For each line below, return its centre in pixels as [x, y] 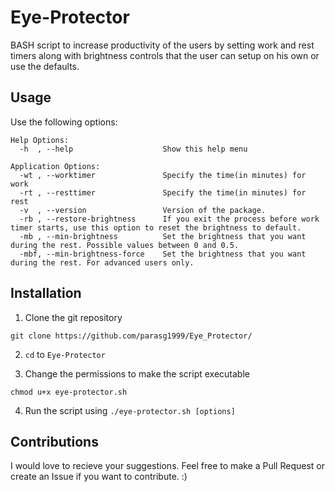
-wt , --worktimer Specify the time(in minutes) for [163, 175]
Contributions [54, 441]
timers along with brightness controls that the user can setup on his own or [165, 55]
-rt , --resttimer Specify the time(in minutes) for [163, 192]
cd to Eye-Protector [65, 354]
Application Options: [55, 166]
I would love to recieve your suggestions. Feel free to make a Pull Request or [167, 466]
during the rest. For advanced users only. [102, 262]
